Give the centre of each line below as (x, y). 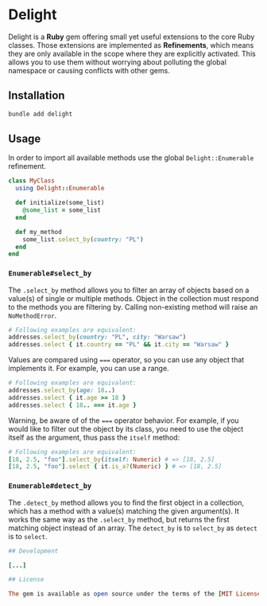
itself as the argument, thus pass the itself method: (94, 437)
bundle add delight (41, 114)
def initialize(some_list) (60, 203)
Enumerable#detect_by (50, 486)
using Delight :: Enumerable (60, 189)
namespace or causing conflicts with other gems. (89, 70)
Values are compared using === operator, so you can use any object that (126, 360)
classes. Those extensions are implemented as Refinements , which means (131, 45)
